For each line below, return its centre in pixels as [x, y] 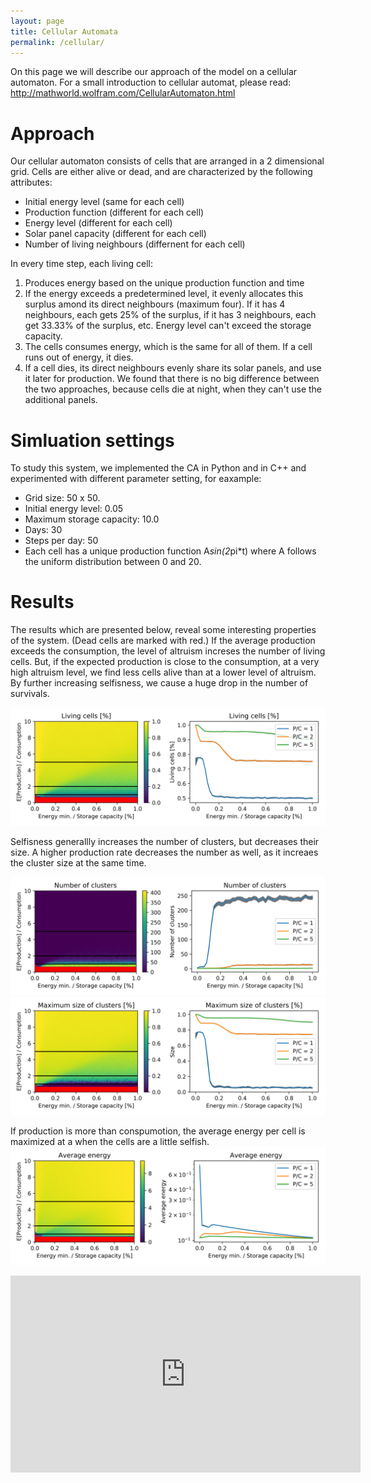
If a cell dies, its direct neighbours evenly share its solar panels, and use [173, 368]
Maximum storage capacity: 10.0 [92, 519]
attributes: [31, 182]
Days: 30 [43, 530]
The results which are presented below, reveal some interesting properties [163, 630]
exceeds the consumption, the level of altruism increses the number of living [168, 651]
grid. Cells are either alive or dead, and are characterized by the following [161, 172]
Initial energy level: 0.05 [74, 509]
